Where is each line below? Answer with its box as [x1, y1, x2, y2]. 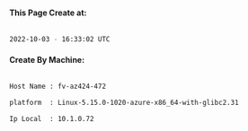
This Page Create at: [9, 7, 87, 18]
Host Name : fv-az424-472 [9, 82, 106, 92]
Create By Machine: [9, 54, 85, 65]
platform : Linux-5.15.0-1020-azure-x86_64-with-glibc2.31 [9, 99, 240, 108]
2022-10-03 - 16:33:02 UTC [9, 35, 111, 44]
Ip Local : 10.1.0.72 [9, 115, 94, 124]
